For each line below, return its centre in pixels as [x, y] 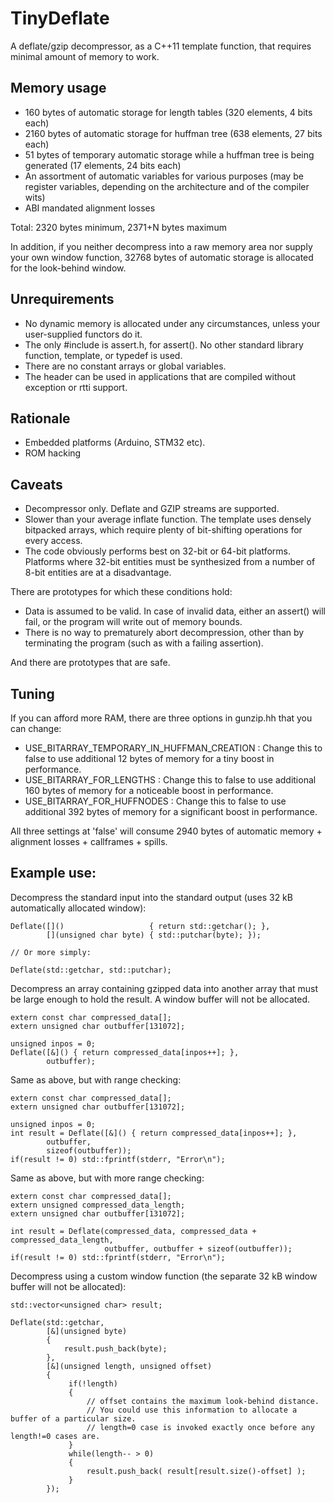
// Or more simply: [51, 952]
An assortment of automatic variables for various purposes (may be [164, 176]
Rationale [40, 418]
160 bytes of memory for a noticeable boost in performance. [149, 790]
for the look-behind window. [68, 268]
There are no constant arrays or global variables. [125, 366]
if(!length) [93, 1383]
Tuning [32, 693]
